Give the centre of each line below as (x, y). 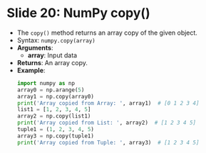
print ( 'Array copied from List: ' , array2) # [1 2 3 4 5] (107, 123)
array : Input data (52, 55)
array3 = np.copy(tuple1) (55, 136)
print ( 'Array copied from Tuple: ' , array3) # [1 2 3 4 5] (108, 142)
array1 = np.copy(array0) (55, 96)
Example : (31, 70)
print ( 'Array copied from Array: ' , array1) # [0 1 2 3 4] (108, 103)
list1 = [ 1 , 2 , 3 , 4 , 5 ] (54, 110)
